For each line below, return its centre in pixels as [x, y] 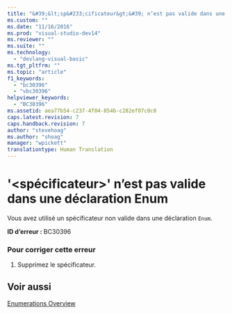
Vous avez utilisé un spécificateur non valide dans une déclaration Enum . [110, 218]
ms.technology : [29, 53]
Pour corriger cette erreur [51, 249]
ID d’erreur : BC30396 [39, 231]
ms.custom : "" [28, 20]
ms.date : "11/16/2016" [40, 26]
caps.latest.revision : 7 [43, 117]
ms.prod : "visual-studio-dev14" [54, 33]
